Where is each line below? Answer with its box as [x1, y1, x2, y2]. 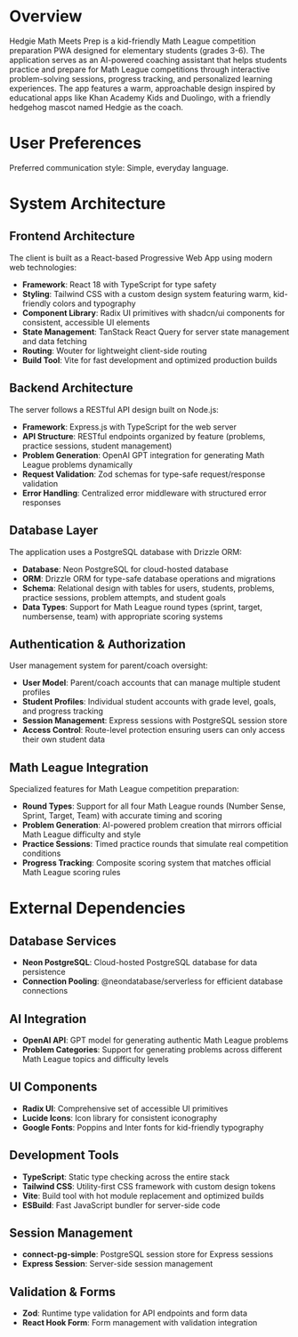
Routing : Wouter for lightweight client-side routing [21, 345, 207, 356]
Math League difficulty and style [21, 829, 141, 840]
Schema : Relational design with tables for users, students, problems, [21, 583, 275, 593]
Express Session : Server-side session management [21, 1259, 213, 1269]
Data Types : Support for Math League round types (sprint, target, [21, 601, 262, 612]
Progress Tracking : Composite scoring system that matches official [21, 858, 271, 868]
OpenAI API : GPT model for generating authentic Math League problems [21, 1035, 289, 1045]
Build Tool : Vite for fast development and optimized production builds [21, 354, 278, 366]
